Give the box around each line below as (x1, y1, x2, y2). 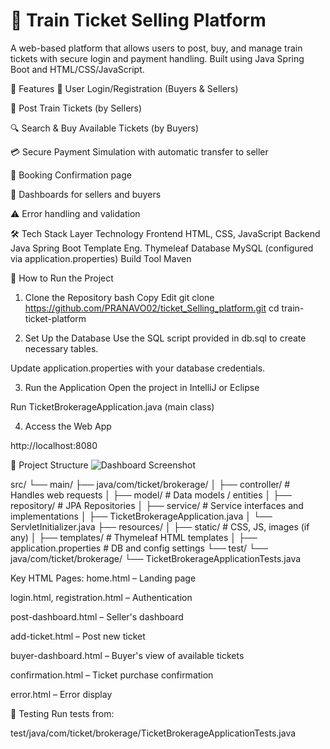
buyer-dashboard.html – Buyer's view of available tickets (10, 649, 245, 661)
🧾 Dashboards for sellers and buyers (10, 188, 162, 200)
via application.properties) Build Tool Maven (10, 252, 192, 264)
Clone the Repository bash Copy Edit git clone (24, 291, 215, 303)
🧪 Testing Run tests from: (10, 707, 115, 719)
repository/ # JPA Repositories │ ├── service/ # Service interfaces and (10, 499, 304, 511)
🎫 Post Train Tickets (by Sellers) (10, 102, 143, 114)
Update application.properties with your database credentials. (10, 362, 266, 374)
